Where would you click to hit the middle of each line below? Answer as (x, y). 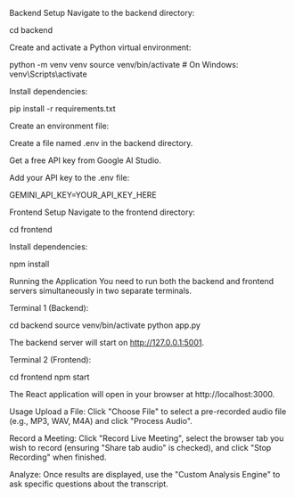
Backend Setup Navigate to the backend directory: (102, 13)
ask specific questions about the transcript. (89, 484)
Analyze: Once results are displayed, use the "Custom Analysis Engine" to (145, 474)
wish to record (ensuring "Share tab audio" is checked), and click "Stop (140, 448)
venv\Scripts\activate (48, 74)
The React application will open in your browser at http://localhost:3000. (142, 394)
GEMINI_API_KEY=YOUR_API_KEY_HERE (83, 195)
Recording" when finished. (58, 457)
